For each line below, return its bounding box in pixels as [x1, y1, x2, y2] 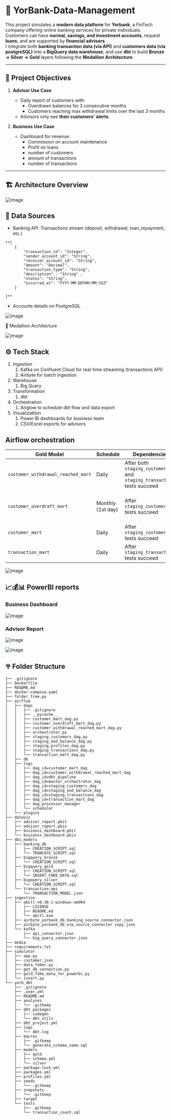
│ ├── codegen [14, 1011, 49, 1016]
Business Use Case [12, 123, 54, 129]
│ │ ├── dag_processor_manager [5, 801, 81, 806]
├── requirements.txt [5, 944, 51, 949]
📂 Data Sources [5, 212, 55, 220]
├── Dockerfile [5, 681, 38, 686]
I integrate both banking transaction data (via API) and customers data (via [5, 43, 166, 49]
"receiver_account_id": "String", [23, 258, 97, 264]
